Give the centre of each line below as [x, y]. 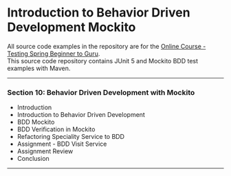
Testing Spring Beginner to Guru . [54, 54]
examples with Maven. [39, 68]
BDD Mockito [36, 122]
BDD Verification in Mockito [56, 129]
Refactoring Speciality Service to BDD [71, 137]
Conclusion [33, 159]
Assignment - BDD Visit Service [62, 144]
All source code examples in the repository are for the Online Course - [107, 46]
